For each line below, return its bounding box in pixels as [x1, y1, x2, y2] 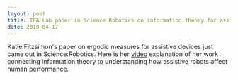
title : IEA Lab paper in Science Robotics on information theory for [7, 17, 217, 24]
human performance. [7, 65, 69, 74]
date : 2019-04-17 [7, 23, 59, 30]
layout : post [7, 10, 46, 18]
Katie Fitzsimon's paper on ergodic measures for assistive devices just [7, 43, 214, 51]
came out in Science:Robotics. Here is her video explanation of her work [7, 50, 219, 58]
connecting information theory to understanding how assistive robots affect [7, 58, 228, 66]
